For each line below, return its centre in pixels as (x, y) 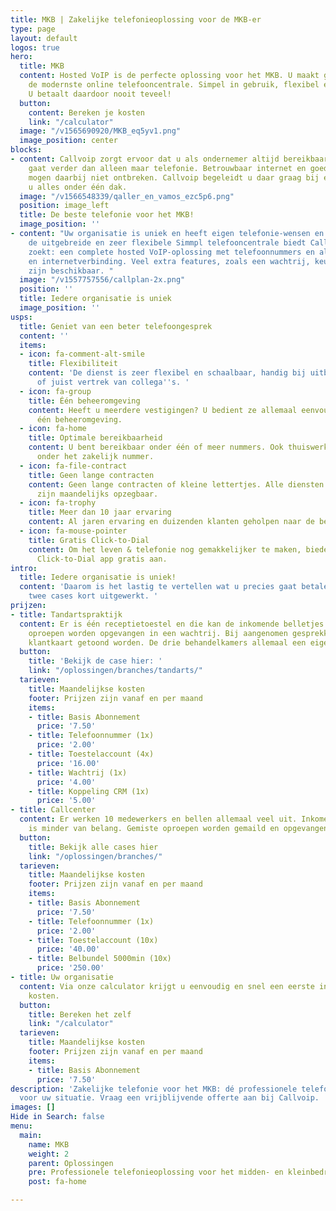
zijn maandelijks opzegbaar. (97, 494)
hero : (21, 57)
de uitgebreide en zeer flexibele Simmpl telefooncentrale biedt (167, 242)
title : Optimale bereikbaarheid (95, 438)
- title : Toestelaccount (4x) (91, 754)
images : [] (33, 1107)
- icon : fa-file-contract (73, 466)
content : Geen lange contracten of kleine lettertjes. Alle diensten (176, 484)
